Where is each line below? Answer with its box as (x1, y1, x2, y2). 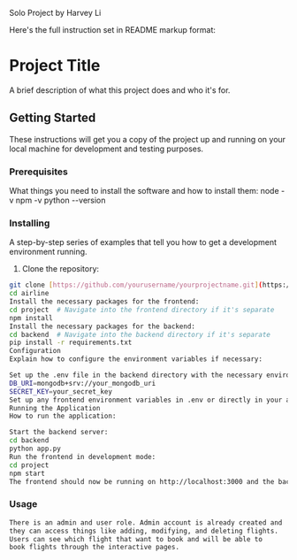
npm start (9, 469, 46, 478)
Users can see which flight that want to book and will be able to (9, 534, 263, 543)
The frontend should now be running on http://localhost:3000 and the (9, 477, 275, 486)
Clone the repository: (21, 264, 100, 274)
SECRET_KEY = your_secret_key (9, 387, 113, 396)
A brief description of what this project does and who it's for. (9, 84, 231, 96)
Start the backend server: (9, 428, 109, 437)
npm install (9, 313, 53, 322)
